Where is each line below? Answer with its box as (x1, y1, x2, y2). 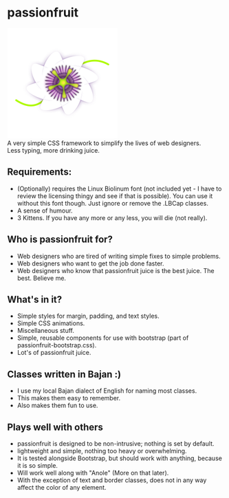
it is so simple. (17, 462, 58, 469)
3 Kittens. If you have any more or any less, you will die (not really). (17, 213, 208, 221)
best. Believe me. (17, 274, 67, 282)
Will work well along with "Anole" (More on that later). (17, 469, 169, 477)
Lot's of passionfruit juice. (17, 349, 91, 357)
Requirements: (7, 166, 72, 178)
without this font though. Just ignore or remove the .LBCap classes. (17, 199, 208, 207)
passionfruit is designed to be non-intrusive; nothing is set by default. (17, 440, 215, 448)
